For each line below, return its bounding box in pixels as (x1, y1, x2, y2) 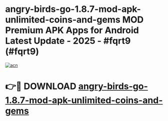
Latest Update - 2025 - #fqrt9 (5, 35, 131, 47)
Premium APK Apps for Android (5, 25, 139, 36)
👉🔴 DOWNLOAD (5, 81, 76, 92)
